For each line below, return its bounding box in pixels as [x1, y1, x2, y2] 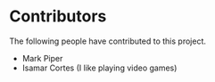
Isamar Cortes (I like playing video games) [21, 62, 178, 73]
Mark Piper [21, 53, 63, 63]
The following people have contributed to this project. [9, 36, 207, 46]
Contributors [9, 6, 107, 27]
